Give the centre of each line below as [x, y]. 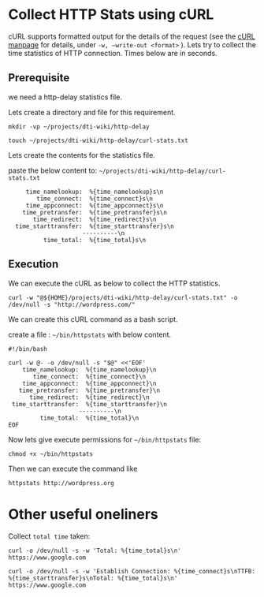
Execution [33, 265]
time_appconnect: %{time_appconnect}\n [89, 383]
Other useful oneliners [84, 514]
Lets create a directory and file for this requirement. [92, 112]
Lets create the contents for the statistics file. [82, 155]
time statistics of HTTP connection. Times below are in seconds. [113, 53]
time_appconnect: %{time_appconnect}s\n [95, 205]
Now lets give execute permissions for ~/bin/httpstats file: [105, 439]
